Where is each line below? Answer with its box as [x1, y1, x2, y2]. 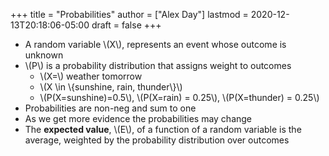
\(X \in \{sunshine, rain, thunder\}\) [39, 81, 183, 93]
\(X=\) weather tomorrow [39, 70, 143, 82]
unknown [24, 49, 64, 61]
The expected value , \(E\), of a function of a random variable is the [24, 124, 302, 135]
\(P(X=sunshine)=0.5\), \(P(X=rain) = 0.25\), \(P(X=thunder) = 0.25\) [39, 92, 320, 103]
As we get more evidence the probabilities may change [24, 113, 253, 124]
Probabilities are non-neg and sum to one [24, 102, 197, 114]
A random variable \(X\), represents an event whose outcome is [24, 39, 287, 50]
